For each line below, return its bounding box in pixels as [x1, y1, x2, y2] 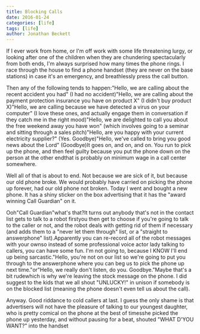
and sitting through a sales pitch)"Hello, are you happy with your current [6, 129, 184, 136]
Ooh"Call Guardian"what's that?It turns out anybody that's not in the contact [6, 209, 194, 216]
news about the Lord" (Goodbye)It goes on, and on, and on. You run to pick [6, 142, 192, 149]
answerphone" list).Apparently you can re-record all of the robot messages [6, 234, 191, 242]
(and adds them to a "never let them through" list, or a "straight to [6, 228, 168, 235]
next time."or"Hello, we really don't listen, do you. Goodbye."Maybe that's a [6, 266, 192, 274]
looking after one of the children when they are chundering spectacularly [6, 54, 186, 61]
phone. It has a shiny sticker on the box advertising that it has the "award [6, 191, 186, 198]
